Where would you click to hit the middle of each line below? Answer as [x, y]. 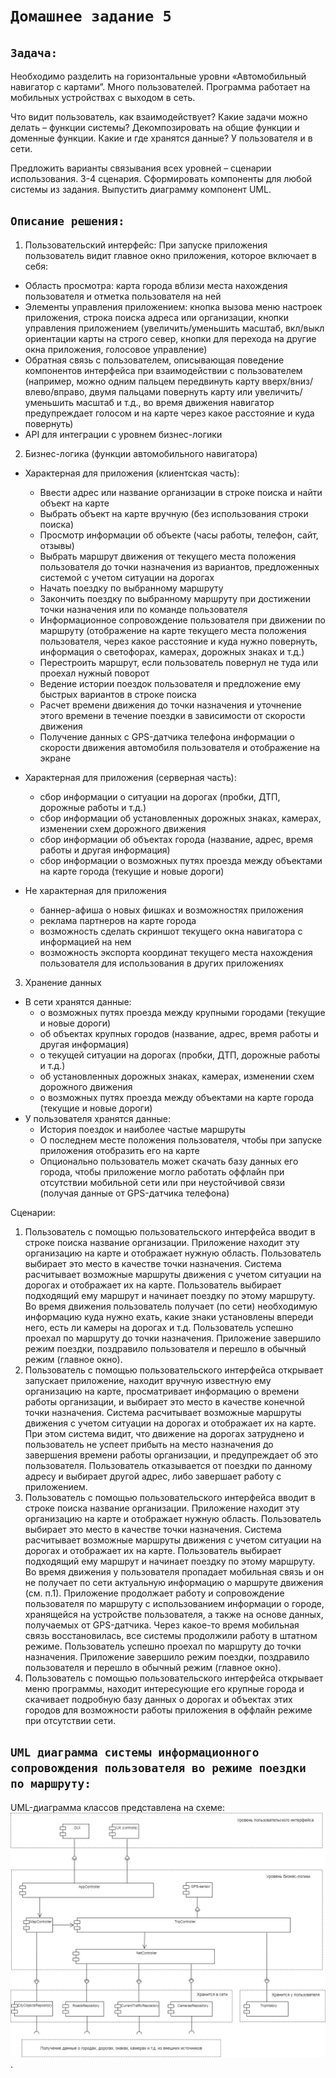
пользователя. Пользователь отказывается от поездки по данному [168, 1465]
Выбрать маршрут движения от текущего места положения [168, 556]
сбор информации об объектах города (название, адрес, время [176, 839]
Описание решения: [67, 221]
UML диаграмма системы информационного [135, 1752]
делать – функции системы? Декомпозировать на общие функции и [155, 127]
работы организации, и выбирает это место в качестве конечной [164, 1401]
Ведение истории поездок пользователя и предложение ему [170, 683]
